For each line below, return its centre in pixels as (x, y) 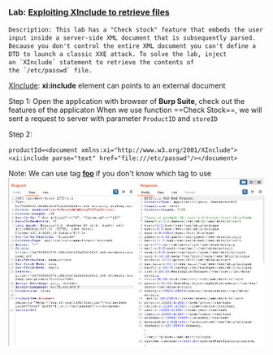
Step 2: (20, 134)
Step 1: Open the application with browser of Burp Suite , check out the (127, 102)
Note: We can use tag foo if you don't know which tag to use (110, 174)
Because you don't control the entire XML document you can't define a (132, 46)
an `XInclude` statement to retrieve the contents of (102, 63)
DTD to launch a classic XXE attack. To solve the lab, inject (118, 54)
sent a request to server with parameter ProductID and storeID (113, 119)
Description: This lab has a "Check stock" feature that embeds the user (136, 30)
